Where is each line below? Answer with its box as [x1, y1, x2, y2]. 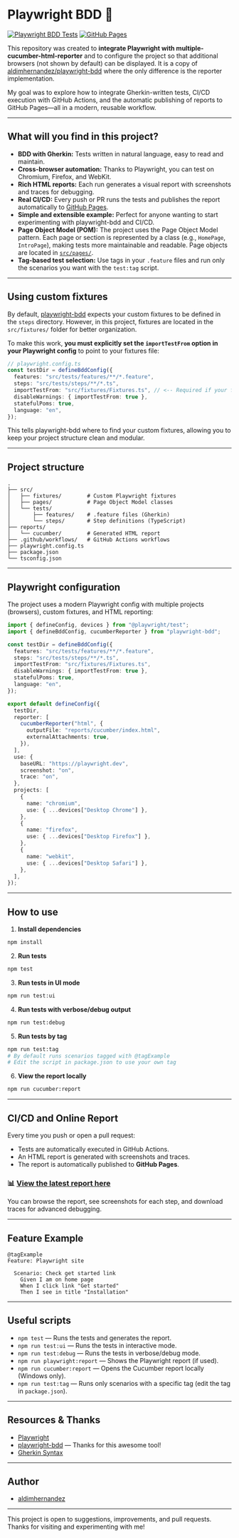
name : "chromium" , [26, 800, 81, 807]
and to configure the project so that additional [84, 51, 218, 60]
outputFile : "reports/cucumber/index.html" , [26, 727, 161, 734]
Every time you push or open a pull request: [7, 1131, 135, 1140]
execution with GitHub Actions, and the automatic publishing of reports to [7, 96, 223, 104]
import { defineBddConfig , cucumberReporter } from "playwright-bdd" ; [7, 628, 221, 635]
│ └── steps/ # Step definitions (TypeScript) [7, 518, 186, 525]
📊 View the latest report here [7, 1178, 111, 1188]
